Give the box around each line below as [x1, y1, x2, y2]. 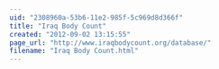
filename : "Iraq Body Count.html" [9, 47, 140, 56]
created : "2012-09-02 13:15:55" [9, 30, 131, 39]
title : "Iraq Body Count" [9, 22, 106, 30]
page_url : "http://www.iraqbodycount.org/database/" [9, 38, 212, 47]
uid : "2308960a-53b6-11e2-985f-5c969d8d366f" [9, 13, 183, 22]
